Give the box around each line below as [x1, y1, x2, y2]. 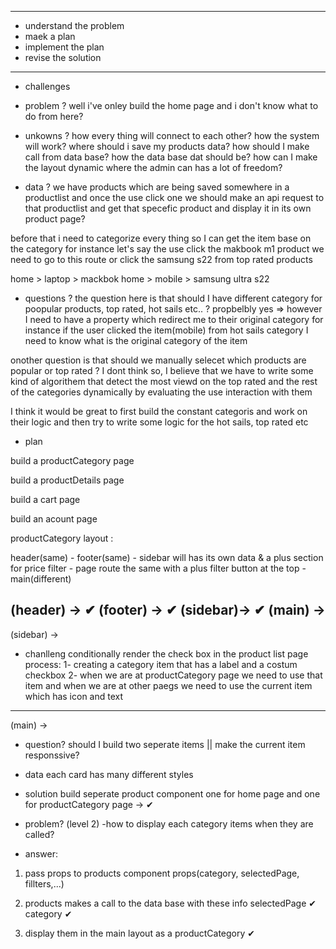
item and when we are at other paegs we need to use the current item [24, 679, 313, 691]
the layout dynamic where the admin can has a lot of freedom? [24, 162, 283, 173]
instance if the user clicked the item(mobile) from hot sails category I [24, 324, 309, 336]
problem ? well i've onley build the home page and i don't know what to [24, 100, 319, 111]
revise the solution [24, 52, 102, 63]
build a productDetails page [10, 474, 125, 486]
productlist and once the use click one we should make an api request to [24, 192, 325, 203]
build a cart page [10, 494, 81, 505]
